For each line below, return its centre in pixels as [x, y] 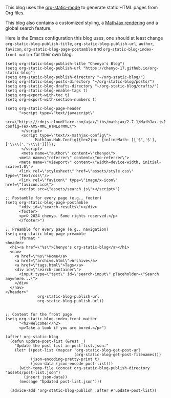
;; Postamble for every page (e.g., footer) [54, 198]
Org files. [15, 13]
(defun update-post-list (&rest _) [48, 341]
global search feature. [29, 28]
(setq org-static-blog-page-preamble [46, 234]
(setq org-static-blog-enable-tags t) [47, 91]
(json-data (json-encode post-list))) [72, 364]
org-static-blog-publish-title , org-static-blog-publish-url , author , [80, 43]
